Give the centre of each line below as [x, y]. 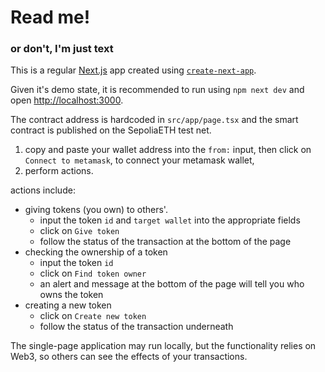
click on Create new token [93, 316]
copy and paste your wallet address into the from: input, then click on [168, 150]
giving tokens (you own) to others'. [96, 210]
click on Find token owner [93, 273]
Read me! [50, 17]
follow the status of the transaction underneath [136, 327]
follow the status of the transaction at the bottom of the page [165, 242]
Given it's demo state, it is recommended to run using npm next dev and [157, 90]
